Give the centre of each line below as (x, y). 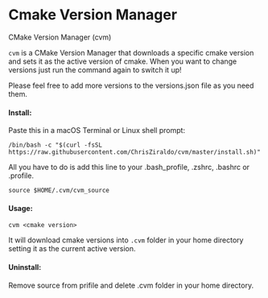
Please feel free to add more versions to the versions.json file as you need (131, 85)
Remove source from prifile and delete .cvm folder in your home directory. (131, 285)
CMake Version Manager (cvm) (60, 37)
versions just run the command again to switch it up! (95, 69)
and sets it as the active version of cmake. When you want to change (123, 61)
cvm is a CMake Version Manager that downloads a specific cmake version (131, 52)
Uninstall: (25, 267)
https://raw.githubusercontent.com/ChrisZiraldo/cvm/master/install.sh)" (135, 152)
